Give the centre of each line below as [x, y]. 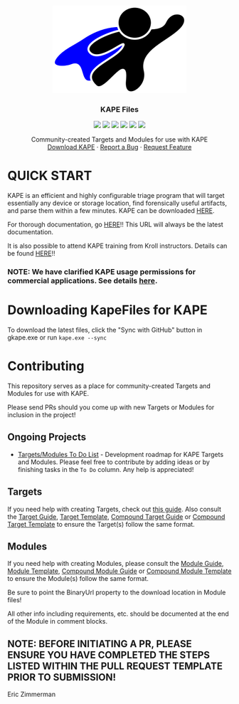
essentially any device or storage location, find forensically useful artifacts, [117, 203]
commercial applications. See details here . [83, 281]
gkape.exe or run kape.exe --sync [57, 337]
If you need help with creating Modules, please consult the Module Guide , [116, 564]
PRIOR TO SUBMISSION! [62, 677]
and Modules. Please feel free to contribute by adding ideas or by [113, 462]
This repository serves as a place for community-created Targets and [109, 386]
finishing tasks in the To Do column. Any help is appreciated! [106, 469]
